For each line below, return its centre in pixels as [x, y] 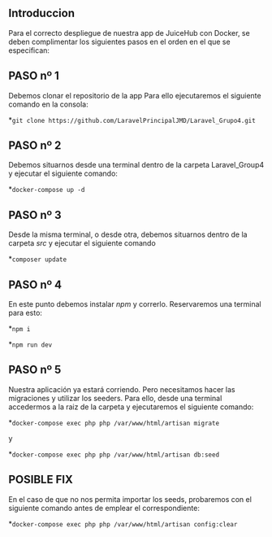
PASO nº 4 [35, 284]
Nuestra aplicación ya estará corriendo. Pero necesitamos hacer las [122, 389]
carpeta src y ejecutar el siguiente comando [82, 243]
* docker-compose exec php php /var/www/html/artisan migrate [114, 422]
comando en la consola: [48, 104]
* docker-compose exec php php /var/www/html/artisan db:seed [114, 454]
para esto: [26, 313]
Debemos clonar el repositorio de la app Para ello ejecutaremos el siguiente [135, 95]
